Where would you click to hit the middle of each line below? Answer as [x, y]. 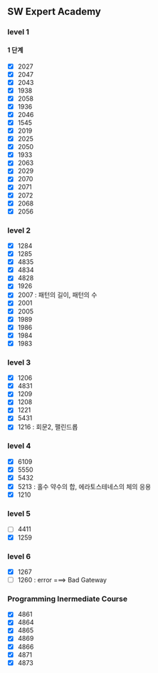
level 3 [19, 362]
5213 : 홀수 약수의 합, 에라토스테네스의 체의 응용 [84, 487]
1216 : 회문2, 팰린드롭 [48, 427]
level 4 [19, 446]
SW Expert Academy [54, 12]
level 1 [19, 32]
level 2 [19, 230]
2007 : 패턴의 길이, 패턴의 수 [57, 295]
